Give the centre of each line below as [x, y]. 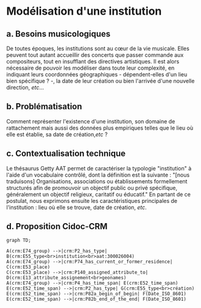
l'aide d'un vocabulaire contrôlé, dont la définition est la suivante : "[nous [98, 175]
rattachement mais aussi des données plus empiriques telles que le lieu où [100, 128]
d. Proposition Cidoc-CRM [57, 226]
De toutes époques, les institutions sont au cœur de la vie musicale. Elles [98, 48]
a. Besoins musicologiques [58, 34]
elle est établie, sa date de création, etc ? [57, 134]
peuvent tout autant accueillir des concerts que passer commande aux [95, 55]
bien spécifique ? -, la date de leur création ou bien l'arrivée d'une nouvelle [100, 81]
